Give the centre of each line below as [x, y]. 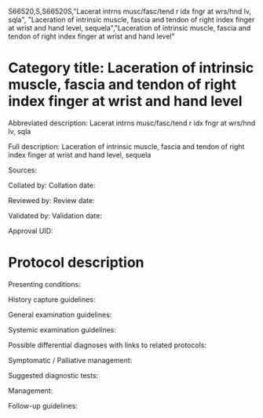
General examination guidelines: [60, 314]
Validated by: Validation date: [55, 216]
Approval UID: [31, 231]
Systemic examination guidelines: [62, 329]
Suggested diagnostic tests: [53, 375]
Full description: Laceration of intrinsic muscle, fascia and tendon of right [126, 146]
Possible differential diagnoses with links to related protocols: [107, 345]
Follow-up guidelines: [43, 405]
